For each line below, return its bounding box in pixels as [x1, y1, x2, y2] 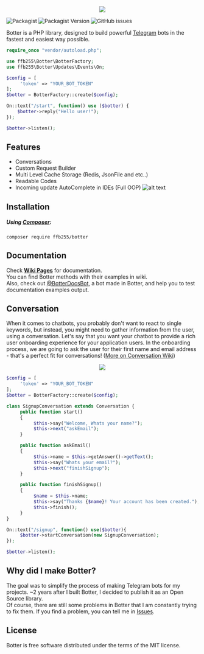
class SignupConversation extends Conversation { [6, 403, 135, 409]
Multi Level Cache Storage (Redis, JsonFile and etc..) [15, 171, 149, 178]
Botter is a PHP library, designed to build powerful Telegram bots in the [6, 29, 185, 36]
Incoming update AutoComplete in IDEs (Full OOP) [15, 184, 141, 191]
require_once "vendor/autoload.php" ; [6, 47, 102, 54]
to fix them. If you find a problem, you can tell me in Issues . [6, 608, 155, 615]
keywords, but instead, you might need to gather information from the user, [6, 326, 195, 333]
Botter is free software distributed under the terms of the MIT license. [6, 641, 181, 649]
